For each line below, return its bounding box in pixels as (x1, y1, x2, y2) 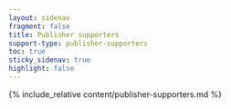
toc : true (8, 47, 47, 56)
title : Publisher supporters (8, 30, 120, 39)
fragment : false (8, 22, 70, 31)
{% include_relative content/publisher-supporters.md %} (8, 88, 223, 100)
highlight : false (8, 64, 75, 74)
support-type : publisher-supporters (8, 38, 148, 48)
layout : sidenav (8, 13, 70, 23)
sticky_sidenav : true (8, 55, 91, 64)
